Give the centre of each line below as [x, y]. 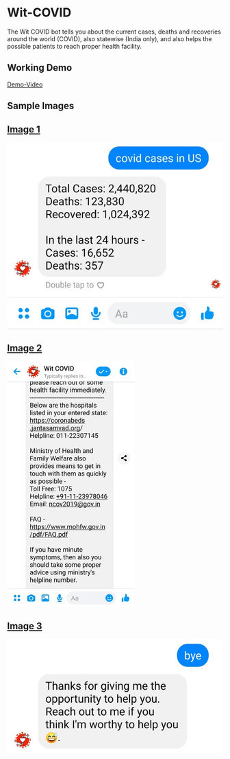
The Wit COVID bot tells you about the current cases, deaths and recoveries [114, 32]
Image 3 [25, 626]
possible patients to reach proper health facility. [75, 46]
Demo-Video [25, 84]
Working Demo [40, 68]
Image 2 [25, 348]
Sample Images [41, 106]
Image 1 [24, 129]
